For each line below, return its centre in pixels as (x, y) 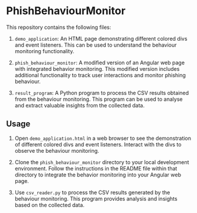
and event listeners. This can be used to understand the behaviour (96, 45)
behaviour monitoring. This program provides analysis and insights (96, 198)
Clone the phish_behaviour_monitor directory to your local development (102, 162)
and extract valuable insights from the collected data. (80, 105)
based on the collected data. (49, 205)
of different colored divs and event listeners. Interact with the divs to (98, 144)
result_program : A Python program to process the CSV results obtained (102, 93)
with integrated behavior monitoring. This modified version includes (97, 68)
